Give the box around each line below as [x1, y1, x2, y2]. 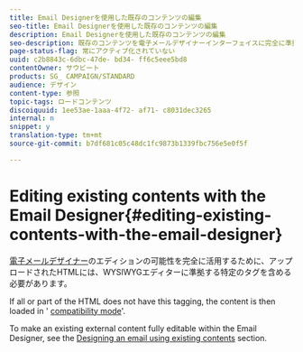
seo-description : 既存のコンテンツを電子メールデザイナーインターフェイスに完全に [9, 38, 286, 48]
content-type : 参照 [9, 88, 80, 97]
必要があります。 [9, 277, 72, 289]
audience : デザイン [9, 80, 78, 89]
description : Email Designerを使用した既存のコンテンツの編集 [9, 30, 226, 39]
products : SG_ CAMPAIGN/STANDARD [9, 72, 135, 81]
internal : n [9, 114, 54, 123]
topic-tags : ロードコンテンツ [9, 97, 113, 107]
